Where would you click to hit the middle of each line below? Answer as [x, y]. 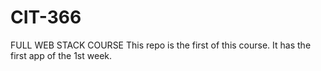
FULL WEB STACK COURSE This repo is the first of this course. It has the [161, 45]
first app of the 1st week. [61, 55]
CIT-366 [46, 17]
